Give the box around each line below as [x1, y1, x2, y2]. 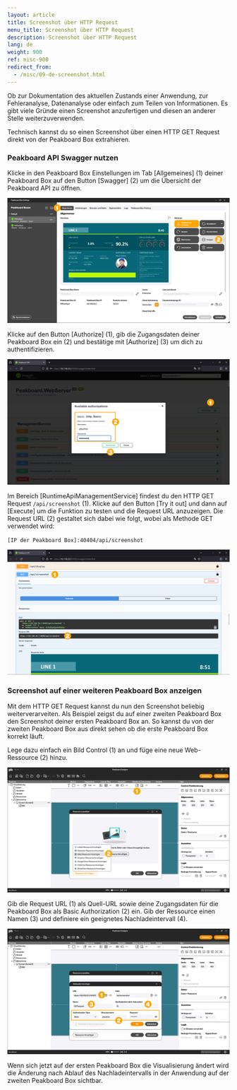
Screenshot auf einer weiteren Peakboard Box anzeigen [7, 686, 202, 696]
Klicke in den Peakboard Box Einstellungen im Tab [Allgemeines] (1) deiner [7, 168, 224, 177]
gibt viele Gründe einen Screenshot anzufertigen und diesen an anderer [7, 106, 217, 115]
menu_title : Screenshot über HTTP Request [7, 26, 134, 33]
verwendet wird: [7, 522, 55, 530]
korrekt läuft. [7, 732, 44, 740]
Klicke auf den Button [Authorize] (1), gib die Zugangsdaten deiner [7, 330, 200, 339]
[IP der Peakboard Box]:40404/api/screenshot [7, 537, 143, 544]
